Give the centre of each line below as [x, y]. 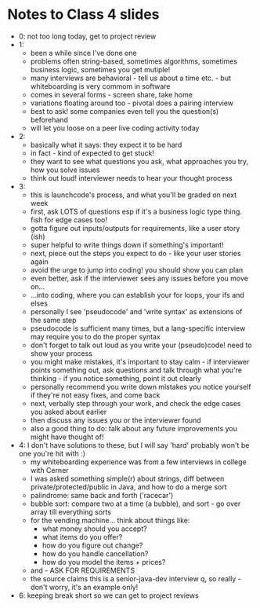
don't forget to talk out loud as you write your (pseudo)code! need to [141, 345]
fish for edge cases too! [69, 220]
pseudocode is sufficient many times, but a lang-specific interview [138, 328]
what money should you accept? [94, 529]
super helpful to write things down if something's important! [127, 244]
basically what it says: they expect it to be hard [106, 145]
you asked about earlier [69, 412]
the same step [53, 320]
